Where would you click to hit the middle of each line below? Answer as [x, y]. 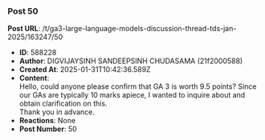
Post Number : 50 [48, 129]
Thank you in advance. [57, 112]
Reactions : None [47, 121]
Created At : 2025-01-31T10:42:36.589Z [85, 70]
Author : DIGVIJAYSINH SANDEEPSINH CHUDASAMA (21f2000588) [131, 61]
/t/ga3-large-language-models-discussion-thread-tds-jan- [139, 29]
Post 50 [23, 11]
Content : [34, 78]
